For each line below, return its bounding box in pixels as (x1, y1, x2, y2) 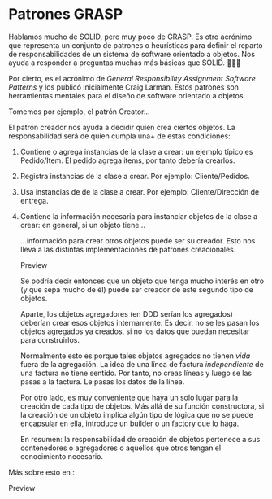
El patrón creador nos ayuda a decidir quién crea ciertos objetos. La (8, 122, 235, 132)
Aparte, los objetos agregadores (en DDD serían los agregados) (19, 309, 234, 318)
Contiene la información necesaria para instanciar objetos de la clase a (19, 211, 258, 221)
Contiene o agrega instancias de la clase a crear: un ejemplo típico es (19, 147, 253, 156)
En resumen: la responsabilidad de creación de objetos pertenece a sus (19, 434, 261, 444)
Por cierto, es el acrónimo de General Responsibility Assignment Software (8, 73, 256, 83)
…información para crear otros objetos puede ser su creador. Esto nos (19, 235, 256, 245)
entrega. (19, 195, 49, 205)
